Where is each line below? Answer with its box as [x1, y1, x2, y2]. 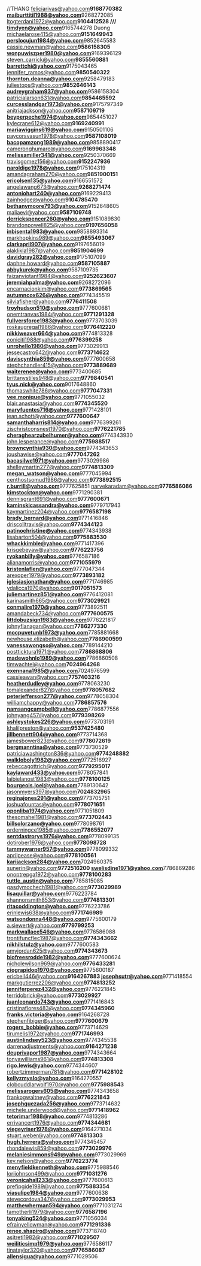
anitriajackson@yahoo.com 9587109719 [7, 107, 105, 114]
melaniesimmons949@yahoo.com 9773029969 [7, 1151, 127, 1158]
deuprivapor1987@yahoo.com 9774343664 [7, 1049, 117, 1056]
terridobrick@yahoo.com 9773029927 [7, 992, 101, 999]
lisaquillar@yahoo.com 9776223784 [7, 890, 98, 897]
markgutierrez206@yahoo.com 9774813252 [7, 979, 115, 986]
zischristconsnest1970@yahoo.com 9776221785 [7, 425, 126, 432]
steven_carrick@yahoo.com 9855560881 [7, 56, 108, 63]
